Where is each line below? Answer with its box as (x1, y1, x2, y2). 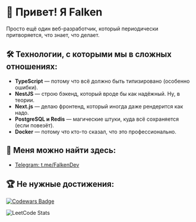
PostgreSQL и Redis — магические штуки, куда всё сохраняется (14, 115, 179, 123)
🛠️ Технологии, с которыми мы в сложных (6, 49, 172, 60)
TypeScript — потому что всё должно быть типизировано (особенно (14, 77, 190, 85)
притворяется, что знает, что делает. (6, 31, 100, 38)
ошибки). (14, 83, 39, 91)
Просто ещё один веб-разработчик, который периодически (6, 25, 159, 32)
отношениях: (6, 62, 58, 72)
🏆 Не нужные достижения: (6, 179, 115, 189)
